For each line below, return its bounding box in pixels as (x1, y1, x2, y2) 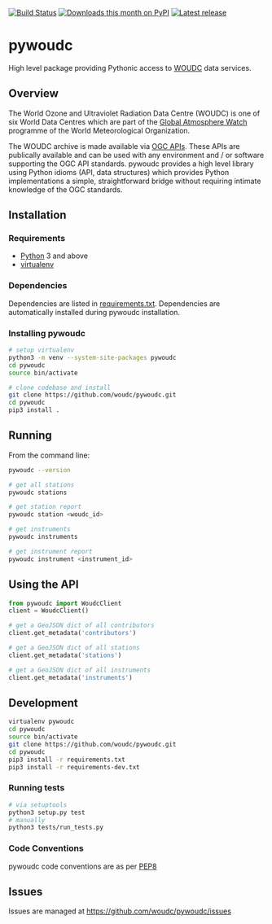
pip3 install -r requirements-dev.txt (8, 763, 140, 771)
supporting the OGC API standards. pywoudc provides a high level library (8, 159, 254, 169)
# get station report (8, 503, 82, 511)
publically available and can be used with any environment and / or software (8, 150, 265, 160)
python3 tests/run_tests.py (8, 823, 104, 832)
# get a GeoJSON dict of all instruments (8, 666, 151, 674)
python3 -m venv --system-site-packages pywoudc (8, 353, 177, 361)
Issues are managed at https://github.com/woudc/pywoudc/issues (8, 906, 232, 916)
